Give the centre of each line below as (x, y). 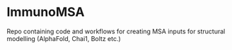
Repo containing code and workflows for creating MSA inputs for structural (116, 31)
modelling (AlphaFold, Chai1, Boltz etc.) (64, 38)
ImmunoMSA (46, 12)
